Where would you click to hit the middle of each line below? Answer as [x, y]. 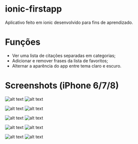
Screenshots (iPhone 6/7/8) [62, 86]
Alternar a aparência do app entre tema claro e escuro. [67, 66]
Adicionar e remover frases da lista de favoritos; [60, 61]
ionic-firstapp [33, 9]
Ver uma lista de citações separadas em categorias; [64, 55]
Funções [23, 42]
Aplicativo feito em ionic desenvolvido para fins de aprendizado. [69, 22]
